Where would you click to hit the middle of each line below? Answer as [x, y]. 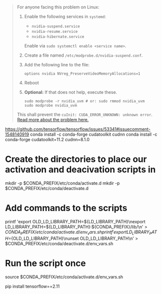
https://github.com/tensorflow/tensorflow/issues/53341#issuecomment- [78, 129]
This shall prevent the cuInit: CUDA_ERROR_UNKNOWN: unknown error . [85, 115]
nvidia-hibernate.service [58, 37]
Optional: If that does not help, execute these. [71, 92]
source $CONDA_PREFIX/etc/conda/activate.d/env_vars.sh [64, 277]
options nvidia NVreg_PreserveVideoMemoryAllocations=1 [82, 74]
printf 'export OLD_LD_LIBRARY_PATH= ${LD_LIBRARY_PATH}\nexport [75, 221]
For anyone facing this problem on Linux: [58, 7]
